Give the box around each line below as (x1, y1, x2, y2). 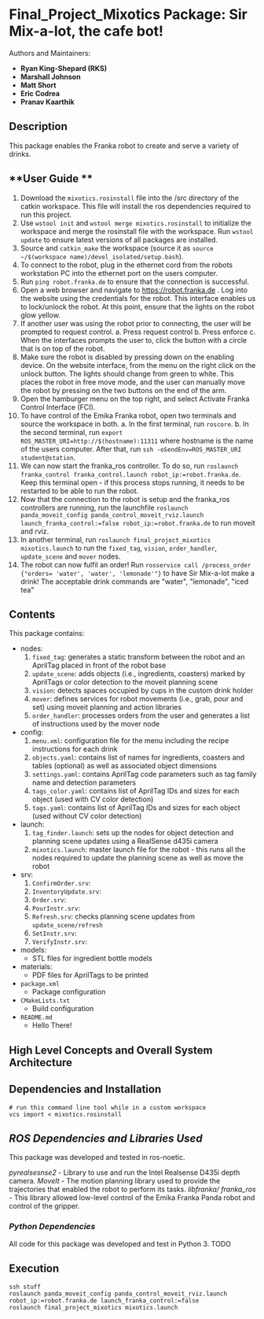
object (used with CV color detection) (31, 794, 154, 804)
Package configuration (31, 987, 106, 997)
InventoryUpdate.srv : (31, 886, 101, 896)
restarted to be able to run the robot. (20, 486, 139, 496)
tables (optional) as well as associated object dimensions (31, 761, 217, 771)
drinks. (9, 149, 31, 158)
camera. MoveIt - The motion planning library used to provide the (9, 1176, 221, 1186)
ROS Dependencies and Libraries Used (9, 1131, 203, 1145)
